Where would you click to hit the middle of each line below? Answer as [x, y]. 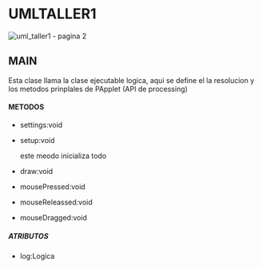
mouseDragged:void [54, 217]
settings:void [41, 125]
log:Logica [37, 255]
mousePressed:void [52, 186]
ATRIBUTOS [29, 235]
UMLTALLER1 [53, 14]
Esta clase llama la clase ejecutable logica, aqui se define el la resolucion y [131, 80]
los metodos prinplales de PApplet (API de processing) [98, 89]
